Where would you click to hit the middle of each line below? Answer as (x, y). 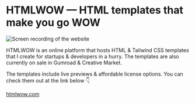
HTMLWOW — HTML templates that (95, 10)
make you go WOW (53, 23)
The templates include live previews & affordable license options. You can (95, 74)
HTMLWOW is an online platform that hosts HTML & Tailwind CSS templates (97, 50)
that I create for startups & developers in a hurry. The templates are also (93, 56)
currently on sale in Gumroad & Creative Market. (64, 63)
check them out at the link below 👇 (48, 80)
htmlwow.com (23, 94)
